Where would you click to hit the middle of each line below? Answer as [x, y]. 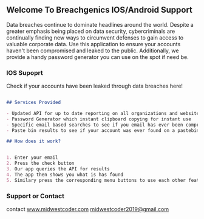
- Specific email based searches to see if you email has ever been [95, 125]
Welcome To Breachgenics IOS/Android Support [100, 10]
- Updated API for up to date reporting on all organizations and [92, 113]
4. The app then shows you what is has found [65, 175]
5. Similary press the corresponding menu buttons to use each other [96, 180]
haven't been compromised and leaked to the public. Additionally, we [93, 50]
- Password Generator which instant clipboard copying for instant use [99, 119]
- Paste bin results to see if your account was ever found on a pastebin [103, 130]
